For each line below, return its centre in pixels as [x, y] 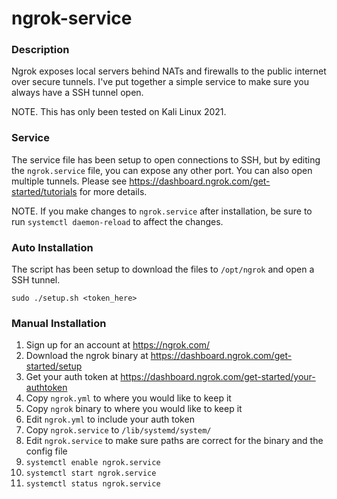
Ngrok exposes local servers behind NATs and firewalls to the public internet [169, 71]
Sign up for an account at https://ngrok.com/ [118, 345]
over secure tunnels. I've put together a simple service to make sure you [160, 82]
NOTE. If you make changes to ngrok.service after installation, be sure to [162, 211]
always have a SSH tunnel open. [77, 93]
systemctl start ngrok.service [91, 473]
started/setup [54, 366]
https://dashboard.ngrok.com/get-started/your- [218, 377]
